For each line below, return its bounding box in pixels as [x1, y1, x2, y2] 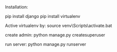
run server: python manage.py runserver [5, 41, 86, 47]
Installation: [5, 4, 28, 10]
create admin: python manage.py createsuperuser [5, 32, 105, 38]
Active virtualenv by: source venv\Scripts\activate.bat [5, 23, 113, 28]
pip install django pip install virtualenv [5, 13, 81, 19]
